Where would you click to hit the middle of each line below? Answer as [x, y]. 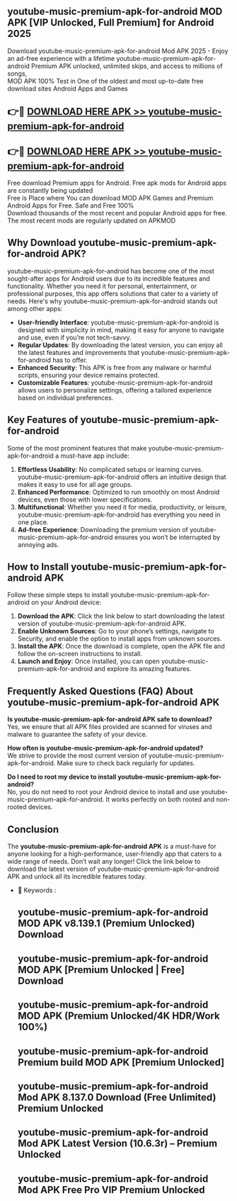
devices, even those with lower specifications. [85, 500]
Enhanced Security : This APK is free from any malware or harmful [115, 367]
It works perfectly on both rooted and [160, 799]
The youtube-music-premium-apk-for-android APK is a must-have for [112, 847]
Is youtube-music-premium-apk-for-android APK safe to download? [110, 719]
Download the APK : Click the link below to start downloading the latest [121, 616]
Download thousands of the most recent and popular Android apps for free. [117, 213]
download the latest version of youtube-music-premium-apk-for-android [113, 869]
